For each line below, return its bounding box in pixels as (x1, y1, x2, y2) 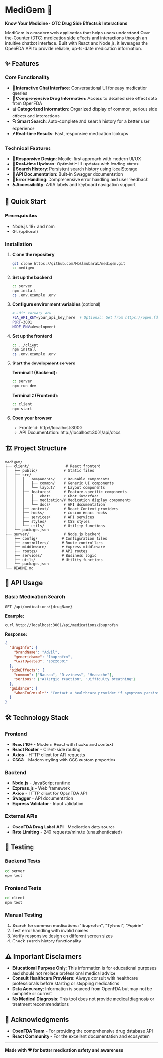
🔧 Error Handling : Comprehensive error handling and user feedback (12, 176, 148, 182)
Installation (5, 240, 33, 247)
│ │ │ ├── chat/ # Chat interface (5, 494, 98, 498)
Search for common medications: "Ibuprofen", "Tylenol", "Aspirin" (12, 923, 144, 928)
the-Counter (5, 35, 30, 41)
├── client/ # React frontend (5, 463, 101, 469)
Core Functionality (5, 74, 50, 81)
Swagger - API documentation (12, 795, 74, 801)
